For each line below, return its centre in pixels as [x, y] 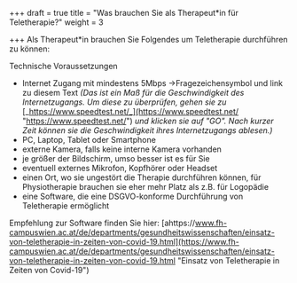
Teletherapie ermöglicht [66, 206]
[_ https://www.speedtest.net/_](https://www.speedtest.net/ [130, 111]
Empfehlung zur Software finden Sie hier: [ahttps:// [102, 223]
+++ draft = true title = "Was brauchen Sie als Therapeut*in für [124, 13]
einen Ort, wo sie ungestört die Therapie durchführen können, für [141, 177]
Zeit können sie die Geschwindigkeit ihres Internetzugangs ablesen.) [147, 130]
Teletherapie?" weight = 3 [56, 22]
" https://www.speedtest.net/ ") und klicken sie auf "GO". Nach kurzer [148, 121]
